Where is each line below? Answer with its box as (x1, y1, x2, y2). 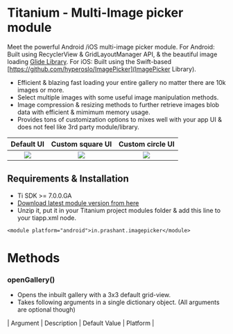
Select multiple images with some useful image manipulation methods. (17, 93, 219, 102)
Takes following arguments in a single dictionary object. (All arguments (17, 298, 220, 307)
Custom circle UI (118, 139, 175, 149)
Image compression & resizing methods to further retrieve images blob (17, 100, 220, 109)
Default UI (10, 139, 45, 149)
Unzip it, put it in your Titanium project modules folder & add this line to (17, 206, 221, 214)
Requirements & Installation (7, 173, 130, 185)
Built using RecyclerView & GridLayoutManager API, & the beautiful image (7, 50, 218, 58)
